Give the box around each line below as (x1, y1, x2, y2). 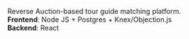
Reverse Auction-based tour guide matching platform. (7, 7, 182, 16)
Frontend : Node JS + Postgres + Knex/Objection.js (7, 15, 173, 24)
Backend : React (7, 23, 60, 32)
